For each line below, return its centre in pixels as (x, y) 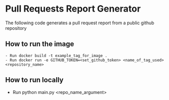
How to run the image (40, 44)
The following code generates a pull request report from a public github (80, 23)
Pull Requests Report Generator (73, 9)
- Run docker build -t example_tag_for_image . (56, 56)
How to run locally (34, 80)
